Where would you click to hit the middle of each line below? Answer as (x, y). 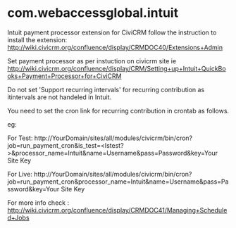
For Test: (20, 138)
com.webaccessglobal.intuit (93, 13)
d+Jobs (18, 217)
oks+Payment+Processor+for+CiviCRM (64, 76)
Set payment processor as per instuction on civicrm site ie (92, 61)
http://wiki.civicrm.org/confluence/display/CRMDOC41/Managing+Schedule (117, 210)
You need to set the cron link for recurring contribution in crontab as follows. (118, 110)
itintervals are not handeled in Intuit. (59, 97)
